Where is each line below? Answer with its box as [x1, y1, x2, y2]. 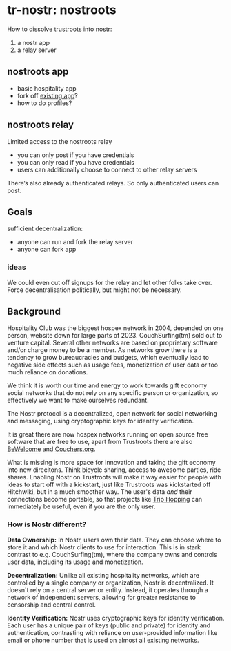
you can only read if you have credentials [17, 158, 135, 166]
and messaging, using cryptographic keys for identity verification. [7, 417, 194, 425]
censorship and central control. [7, 600, 97, 609]
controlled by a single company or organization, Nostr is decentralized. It [7, 578, 214, 587]
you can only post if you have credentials [17, 151, 134, 159]
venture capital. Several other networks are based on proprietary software [7, 338, 219, 347]
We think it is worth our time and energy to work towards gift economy [7, 381, 208, 389]
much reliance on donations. [7, 368, 88, 376]
